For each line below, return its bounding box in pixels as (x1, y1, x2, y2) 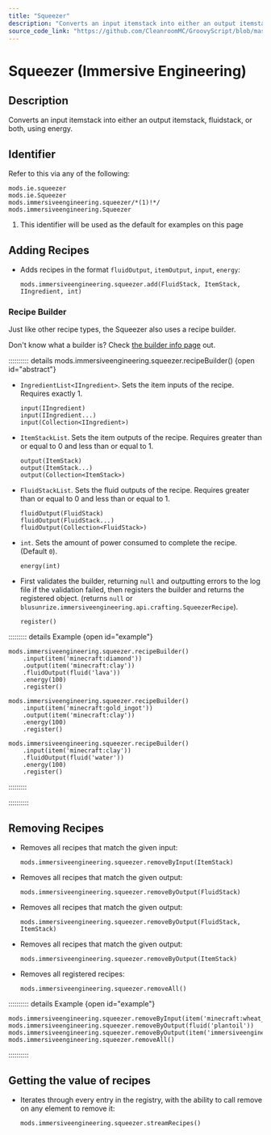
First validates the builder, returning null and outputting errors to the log (19, 576, 261, 587)
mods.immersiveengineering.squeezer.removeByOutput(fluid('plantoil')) (8, 1022, 254, 1030)
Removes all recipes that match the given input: (19, 843, 178, 853)
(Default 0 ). (19, 547, 58, 557)
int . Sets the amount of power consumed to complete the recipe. (19, 538, 238, 548)
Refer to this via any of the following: (8, 169, 131, 179)
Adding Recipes (8, 244, 90, 257)
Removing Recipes (8, 821, 104, 835)
